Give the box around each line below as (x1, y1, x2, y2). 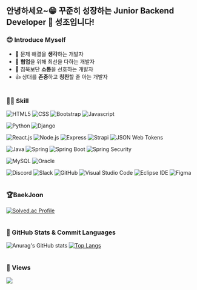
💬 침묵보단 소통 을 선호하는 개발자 (15, 66, 94, 73)
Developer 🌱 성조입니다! (6, 17, 95, 27)
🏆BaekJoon (6, 191, 44, 199)
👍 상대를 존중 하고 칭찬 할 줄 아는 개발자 (15, 73, 108, 80)
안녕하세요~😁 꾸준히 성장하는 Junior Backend (6, 5, 175, 16)
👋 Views (6, 263, 31, 272)
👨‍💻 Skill (6, 96, 29, 105)
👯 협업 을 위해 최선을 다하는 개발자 (15, 58, 95, 65)
